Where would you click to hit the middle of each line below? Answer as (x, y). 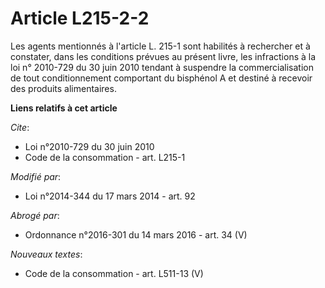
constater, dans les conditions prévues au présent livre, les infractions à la (163, 56)
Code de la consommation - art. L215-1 (105, 157)
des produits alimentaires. (63, 88)
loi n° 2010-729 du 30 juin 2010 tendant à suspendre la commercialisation (162, 67)
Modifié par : (36, 176)
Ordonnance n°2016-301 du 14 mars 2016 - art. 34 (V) (136, 234)
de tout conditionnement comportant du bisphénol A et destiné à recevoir (161, 78)
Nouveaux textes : (46, 254)
